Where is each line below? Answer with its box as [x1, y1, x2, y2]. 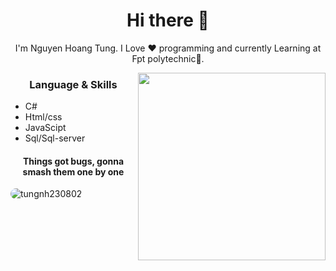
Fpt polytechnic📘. [131, 52, 205, 64]
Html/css [24, 111, 63, 123]
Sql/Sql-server [24, 132, 86, 144]
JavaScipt [24, 122, 67, 134]
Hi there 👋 [126, 9, 210, 32]
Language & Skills [29, 77, 118, 91]
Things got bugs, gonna [22, 155, 125, 167]
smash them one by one [22, 165, 125, 178]
